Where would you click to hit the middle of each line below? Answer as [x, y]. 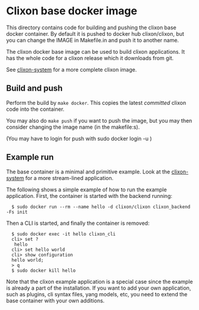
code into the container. [35, 109]
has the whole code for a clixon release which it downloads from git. [90, 58]
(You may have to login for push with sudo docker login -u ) [79, 138]
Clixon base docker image [72, 11]
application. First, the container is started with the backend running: [89, 196]
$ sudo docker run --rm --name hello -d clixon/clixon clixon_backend [101, 207]
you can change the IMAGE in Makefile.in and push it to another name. [93, 40]
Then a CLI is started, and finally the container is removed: [78, 223]
